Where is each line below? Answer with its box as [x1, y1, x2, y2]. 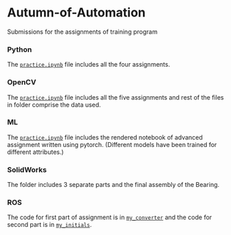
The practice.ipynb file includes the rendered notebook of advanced [7, 133, 203, 142]
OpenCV [7, 78, 36, 87]
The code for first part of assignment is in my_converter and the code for [7, 213, 212, 221]
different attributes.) [7, 148, 64, 156]
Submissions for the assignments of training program [7, 27, 158, 36]
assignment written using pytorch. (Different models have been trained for [7, 140, 217, 148]
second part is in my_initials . [7, 221, 92, 229]
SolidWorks [7, 165, 47, 175]
